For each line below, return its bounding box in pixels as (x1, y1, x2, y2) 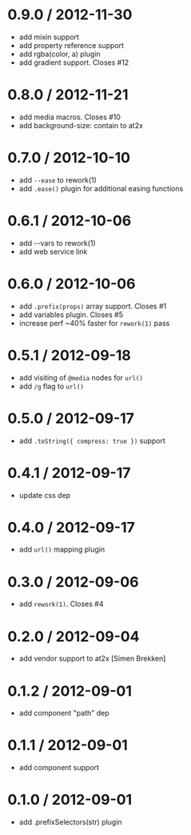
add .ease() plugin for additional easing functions (18, 183, 184, 193)
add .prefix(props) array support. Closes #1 (18, 301, 167, 311)
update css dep (18, 490, 71, 500)
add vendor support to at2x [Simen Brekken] (18, 654, 166, 664)
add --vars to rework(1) (18, 238, 97, 247)
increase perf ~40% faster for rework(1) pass (18, 318, 170, 327)
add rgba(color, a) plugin (18, 49, 101, 58)
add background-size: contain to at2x (18, 120, 143, 130)
